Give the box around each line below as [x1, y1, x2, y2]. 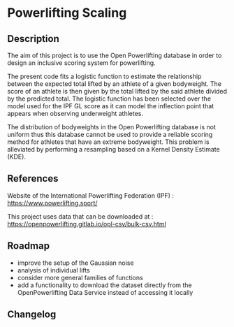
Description [7, 33, 59, 45]
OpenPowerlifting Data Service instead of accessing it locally [17, 288, 193, 296]
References [7, 173, 59, 184]
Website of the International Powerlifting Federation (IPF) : [7, 191, 175, 200]
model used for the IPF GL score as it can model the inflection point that [7, 102, 214, 110]
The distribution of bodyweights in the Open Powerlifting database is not [7, 123, 217, 131]
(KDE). [7, 152, 27, 161]
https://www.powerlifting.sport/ [7, 198, 98, 207]
